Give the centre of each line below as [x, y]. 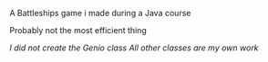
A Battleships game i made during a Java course [100, 13]
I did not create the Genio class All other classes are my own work [134, 48]
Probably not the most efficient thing [78, 30]
